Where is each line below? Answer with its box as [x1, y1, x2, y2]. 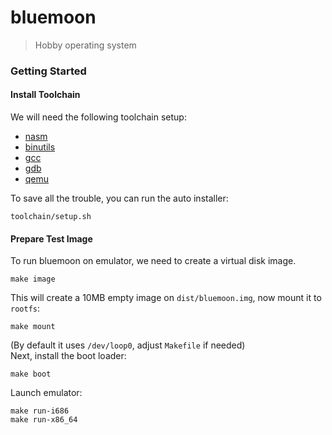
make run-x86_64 [10, 415, 78, 425]
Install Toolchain [10, 89, 81, 101]
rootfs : [10, 302, 40, 315]
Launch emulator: [10, 387, 83, 399]
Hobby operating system [34, 39, 137, 51]
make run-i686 [10, 406, 70, 416]
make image [10, 274, 56, 285]
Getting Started [10, 64, 87, 78]
